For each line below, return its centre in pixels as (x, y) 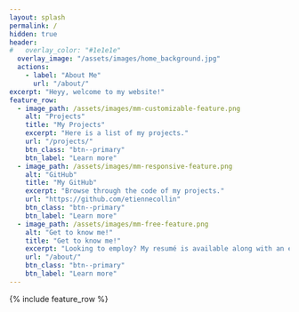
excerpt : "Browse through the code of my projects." (125, 191)
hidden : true (33, 34)
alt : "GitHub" (51, 174)
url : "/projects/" (59, 141)
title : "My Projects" (65, 125)
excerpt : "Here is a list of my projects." (107, 133)
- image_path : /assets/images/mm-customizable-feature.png (129, 108)
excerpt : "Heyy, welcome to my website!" (87, 92)
